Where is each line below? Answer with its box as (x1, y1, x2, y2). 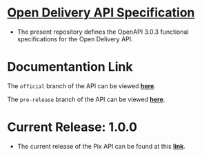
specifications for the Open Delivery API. (17, 34, 133, 43)
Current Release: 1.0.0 (7, 119, 138, 135)
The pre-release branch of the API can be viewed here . (7, 95, 165, 103)
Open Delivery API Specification (7, 5, 195, 21)
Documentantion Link (7, 59, 133, 75)
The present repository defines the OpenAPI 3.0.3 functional (17, 28, 189, 36)
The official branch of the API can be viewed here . (7, 81, 156, 90)
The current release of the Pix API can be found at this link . (17, 142, 186, 150)
